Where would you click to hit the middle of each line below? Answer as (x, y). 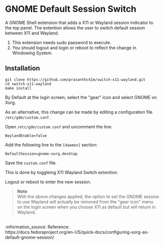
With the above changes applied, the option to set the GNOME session (88, 196)
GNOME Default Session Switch (71, 9)
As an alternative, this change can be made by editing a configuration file (79, 112)
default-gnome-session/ (30, 237)
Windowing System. (32, 53)
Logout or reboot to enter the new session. (48, 182)
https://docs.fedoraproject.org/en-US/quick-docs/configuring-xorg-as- (77, 232)
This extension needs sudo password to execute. (62, 42)
